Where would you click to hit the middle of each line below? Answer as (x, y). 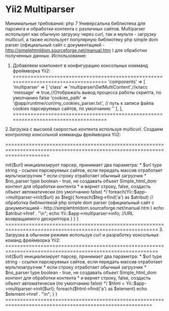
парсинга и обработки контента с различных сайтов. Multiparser (75, 28)
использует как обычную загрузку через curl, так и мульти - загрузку (81, 34)
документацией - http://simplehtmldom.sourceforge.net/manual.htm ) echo (84, 208)
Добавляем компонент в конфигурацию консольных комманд (80, 65)
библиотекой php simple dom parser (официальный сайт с (92, 202)
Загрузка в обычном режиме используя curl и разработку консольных (82, 235)
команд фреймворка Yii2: (33, 240)
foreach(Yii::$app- (128, 191)
